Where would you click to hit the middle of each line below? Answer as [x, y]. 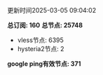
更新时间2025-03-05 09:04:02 [52, 10]
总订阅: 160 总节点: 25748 [45, 25]
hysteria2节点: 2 [41, 49]
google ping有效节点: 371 [44, 64]
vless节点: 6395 [41, 40]
